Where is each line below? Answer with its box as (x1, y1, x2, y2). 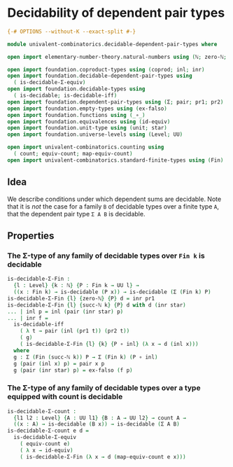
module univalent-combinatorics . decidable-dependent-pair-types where (7, 41, 218, 48)
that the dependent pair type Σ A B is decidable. (7, 209, 146, 218)
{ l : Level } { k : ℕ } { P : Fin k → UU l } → (13, 282, 139, 289)
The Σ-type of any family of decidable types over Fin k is (7, 251, 205, 260)
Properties (7, 230, 55, 242)
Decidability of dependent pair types (7, 5, 225, 21)
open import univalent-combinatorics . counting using (7, 144, 164, 151)
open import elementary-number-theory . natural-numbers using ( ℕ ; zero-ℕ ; (7, 53, 227, 60)
